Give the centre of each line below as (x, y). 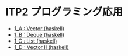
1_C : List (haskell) (35, 41)
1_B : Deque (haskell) (39, 34)
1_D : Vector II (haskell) (41, 47)
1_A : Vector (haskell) (39, 28)
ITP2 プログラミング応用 (64, 12)
